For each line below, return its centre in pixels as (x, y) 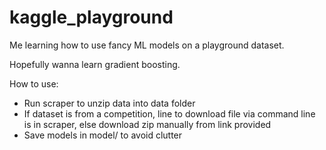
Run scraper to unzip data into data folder (109, 103)
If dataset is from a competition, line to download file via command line (169, 113)
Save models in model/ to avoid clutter (103, 135)
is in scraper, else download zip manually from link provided (147, 124)
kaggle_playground (91, 17)
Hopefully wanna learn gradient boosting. (95, 64)
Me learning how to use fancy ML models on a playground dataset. (147, 45)
